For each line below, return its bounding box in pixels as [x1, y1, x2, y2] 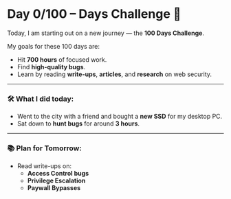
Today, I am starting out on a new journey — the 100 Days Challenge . [7, 29, 205, 37]
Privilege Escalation [27, 176, 86, 185]
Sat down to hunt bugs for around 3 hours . [16, 119, 140, 128]
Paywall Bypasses [27, 183, 81, 191]
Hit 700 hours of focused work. [16, 55, 107, 64]
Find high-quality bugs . [16, 62, 86, 71]
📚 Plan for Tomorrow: [7, 143, 82, 153]
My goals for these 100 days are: [7, 42, 100, 50]
